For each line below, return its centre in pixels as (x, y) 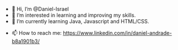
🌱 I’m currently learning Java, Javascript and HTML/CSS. (80, 21)
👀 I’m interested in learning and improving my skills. (73, 15)
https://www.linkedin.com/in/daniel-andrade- (117, 33)
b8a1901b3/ (25, 41)
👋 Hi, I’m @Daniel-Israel (40, 9)
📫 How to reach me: (37, 33)
